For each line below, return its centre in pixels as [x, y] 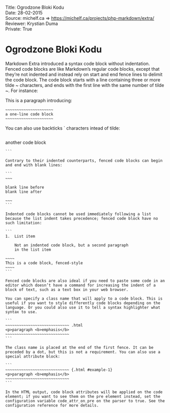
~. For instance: [22, 91]
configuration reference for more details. [52, 405]
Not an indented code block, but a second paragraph [72, 245]
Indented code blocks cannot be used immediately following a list [78, 214]
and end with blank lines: [34, 165]
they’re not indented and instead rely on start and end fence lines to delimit [84, 74]
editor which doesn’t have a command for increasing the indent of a [81, 285]
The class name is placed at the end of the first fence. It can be [79, 347]
